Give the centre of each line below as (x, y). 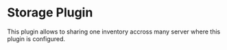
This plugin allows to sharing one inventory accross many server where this (114, 32)
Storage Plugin (50, 13)
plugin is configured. (36, 38)
